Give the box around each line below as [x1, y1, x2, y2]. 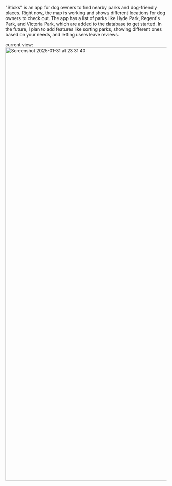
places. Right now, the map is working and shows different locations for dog [5, 10, 165, 16]
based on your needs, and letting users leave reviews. [5, 32, 119, 38]
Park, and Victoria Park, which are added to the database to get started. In [5, 21, 162, 27]
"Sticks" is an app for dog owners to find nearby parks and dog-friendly [5, 5, 157, 10]
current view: [5, 42, 33, 48]
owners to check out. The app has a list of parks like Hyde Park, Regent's [5, 15, 160, 21]
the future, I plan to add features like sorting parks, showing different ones [5, 26, 162, 32]
